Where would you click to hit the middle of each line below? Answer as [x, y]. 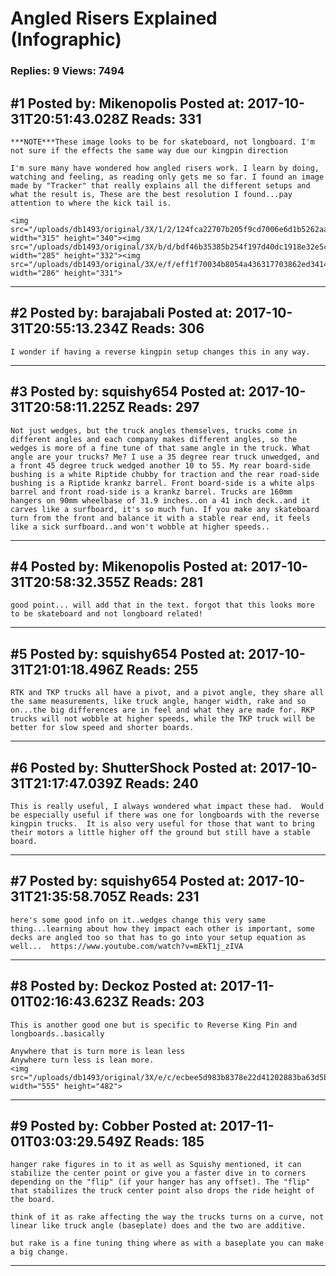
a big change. [40, 1252]
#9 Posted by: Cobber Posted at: [114, 1126]
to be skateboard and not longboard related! [106, 614]
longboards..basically [57, 1033]
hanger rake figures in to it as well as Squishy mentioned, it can [156, 1165]
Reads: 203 [168, 1002]
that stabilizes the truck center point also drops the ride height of [162, 1191]
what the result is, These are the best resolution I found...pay [151, 194]
